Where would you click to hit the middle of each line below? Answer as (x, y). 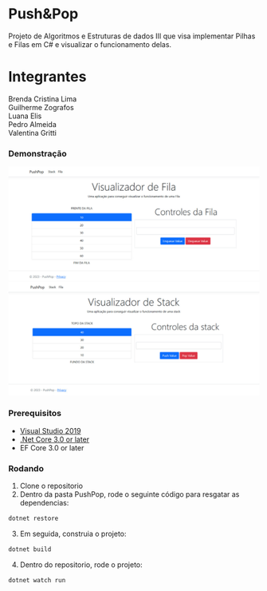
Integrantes (47, 77)
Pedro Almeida (33, 124)
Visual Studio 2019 (50, 430)
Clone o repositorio (51, 486)
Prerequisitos (35, 414)
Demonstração (38, 153)
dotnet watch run (37, 580)
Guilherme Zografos (41, 107)
